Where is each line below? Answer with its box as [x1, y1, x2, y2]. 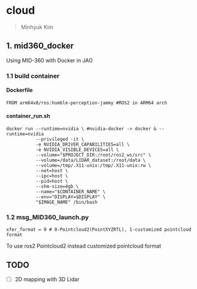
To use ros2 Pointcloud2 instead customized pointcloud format [6, 242, 162, 249]
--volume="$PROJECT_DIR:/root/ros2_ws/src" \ [35, 152, 151, 158]
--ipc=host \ [35, 173, 68, 179]
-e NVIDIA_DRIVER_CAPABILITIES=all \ [35, 142, 130, 147]
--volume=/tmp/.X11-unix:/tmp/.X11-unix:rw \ [35, 162, 151, 168]
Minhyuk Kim [20, 23, 54, 31]
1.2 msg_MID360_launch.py [6, 213, 89, 221]
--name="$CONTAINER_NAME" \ [35, 189, 106, 195]
